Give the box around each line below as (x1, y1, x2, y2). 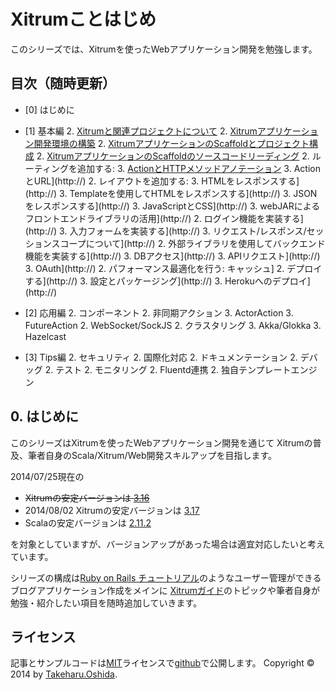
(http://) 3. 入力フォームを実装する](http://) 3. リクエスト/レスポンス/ (24, 225, 307, 237)
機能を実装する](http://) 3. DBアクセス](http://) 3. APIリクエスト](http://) (24, 250, 321, 262)
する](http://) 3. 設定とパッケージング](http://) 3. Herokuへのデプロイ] (24, 275, 311, 287)
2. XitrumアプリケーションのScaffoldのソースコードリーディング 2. (36, 150, 310, 162)
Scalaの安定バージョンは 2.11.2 (24, 516, 152, 529)
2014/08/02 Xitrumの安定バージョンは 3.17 (24, 504, 200, 516)
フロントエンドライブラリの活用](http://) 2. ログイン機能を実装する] (24, 212, 304, 224)
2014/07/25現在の (10, 470, 85, 482)
